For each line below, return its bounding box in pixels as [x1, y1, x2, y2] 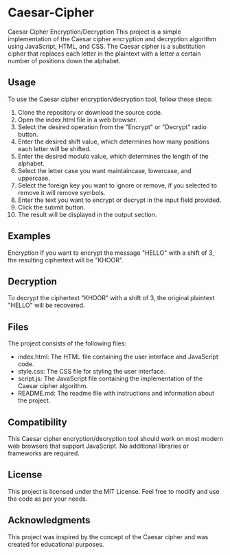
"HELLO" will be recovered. [8, 301, 85, 310]
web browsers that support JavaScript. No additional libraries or [8, 442, 189, 450]
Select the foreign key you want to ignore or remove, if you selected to [17, 181, 218, 190]
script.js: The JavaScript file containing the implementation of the [17, 374, 203, 383]
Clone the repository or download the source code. [17, 108, 163, 116]
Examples [8, 230, 51, 242]
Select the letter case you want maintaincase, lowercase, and [17, 166, 192, 174]
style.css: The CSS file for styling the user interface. [17, 367, 165, 376]
